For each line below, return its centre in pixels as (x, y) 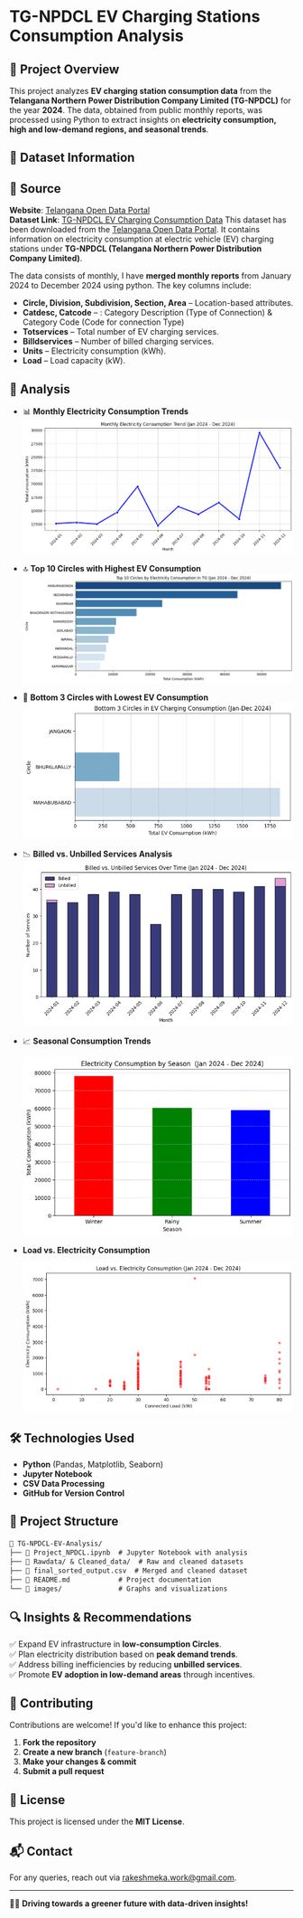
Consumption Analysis (96, 36)
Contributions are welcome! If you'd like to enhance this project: (128, 1725)
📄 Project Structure (64, 1521)
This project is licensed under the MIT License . (97, 1822)
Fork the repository (59, 1743)
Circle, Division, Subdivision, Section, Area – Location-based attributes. (158, 303)
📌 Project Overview (64, 69)
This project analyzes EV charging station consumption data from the (141, 91)
